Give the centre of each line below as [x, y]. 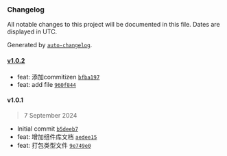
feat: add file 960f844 [47, 84]
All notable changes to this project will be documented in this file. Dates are [114, 25]
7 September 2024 [50, 115]
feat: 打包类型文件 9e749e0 [54, 145]
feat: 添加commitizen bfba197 [58, 77]
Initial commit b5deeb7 [48, 129]
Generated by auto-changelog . [50, 45]
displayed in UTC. [32, 31]
